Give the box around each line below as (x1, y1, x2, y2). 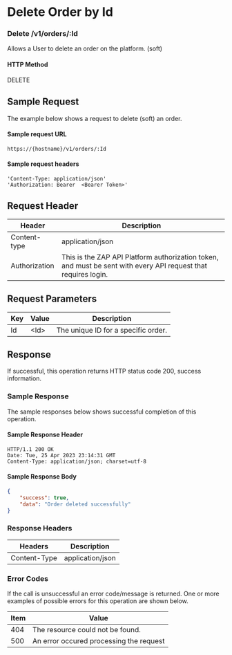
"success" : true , (19, 494, 70, 501)
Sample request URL (7, 130, 67, 138)
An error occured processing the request (32, 636, 165, 646)
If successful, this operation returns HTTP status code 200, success (7, 367, 202, 376)
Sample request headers (7, 160, 79, 168)
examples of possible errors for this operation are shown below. (7, 597, 188, 605)
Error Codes (7, 573, 48, 583)
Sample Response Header (7, 430, 84, 439)
